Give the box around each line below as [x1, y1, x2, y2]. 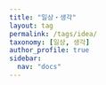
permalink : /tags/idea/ [9, 29, 98, 38]
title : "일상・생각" [9, 12, 77, 22]
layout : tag [9, 21, 53, 30]
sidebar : [9, 54, 42, 63]
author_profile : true [9, 46, 90, 55]
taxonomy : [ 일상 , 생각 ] [9, 37, 91, 47]
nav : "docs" [17, 63, 62, 72]
